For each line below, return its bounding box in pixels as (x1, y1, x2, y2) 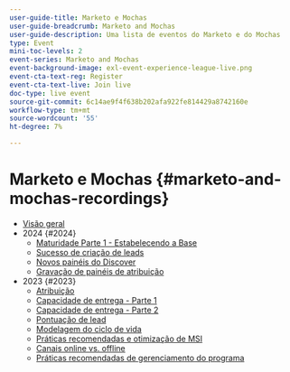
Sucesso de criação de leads (35, 246, 145, 257)
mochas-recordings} (9, 189, 170, 209)
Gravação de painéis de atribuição (35, 265, 164, 276)
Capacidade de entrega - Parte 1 (35, 294, 157, 305)
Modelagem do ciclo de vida (35, 323, 142, 334)
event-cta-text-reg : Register (9, 72, 124, 81)
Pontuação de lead (35, 313, 107, 325)
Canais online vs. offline (35, 342, 126, 353)
